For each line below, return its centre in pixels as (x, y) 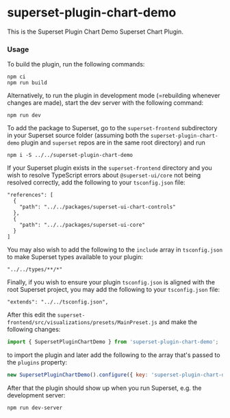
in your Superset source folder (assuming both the (78, 136)
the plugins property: (37, 362)
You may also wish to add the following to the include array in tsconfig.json (115, 250)
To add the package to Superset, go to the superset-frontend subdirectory (112, 128)
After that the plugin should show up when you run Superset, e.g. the (104, 388)
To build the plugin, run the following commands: (76, 64)
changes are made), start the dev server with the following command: (105, 103)
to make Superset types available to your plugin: (75, 257)
